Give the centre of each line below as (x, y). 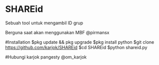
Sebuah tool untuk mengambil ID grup (44, 23)
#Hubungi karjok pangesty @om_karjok (46, 57)
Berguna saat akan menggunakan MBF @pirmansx (57, 32)
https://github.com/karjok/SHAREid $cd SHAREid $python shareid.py (76, 47)
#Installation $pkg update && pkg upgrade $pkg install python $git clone (80, 42)
